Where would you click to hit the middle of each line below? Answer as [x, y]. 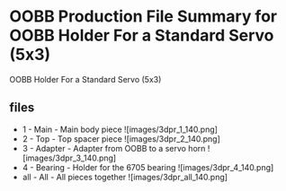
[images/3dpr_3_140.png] [69, 158]
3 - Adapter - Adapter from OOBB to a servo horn [114, 148]
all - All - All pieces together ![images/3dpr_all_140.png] [125, 177]
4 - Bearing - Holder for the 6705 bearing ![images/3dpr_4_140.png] [148, 167]
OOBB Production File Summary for [143, 17]
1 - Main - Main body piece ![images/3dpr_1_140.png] [120, 129]
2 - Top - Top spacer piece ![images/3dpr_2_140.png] [121, 139]
